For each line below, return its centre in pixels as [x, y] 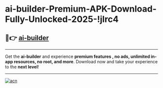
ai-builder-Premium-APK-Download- [81, 9]
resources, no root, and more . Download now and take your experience [86, 62]
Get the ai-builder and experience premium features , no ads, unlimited [78, 56]
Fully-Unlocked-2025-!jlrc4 [62, 19]
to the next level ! [22, 67]
